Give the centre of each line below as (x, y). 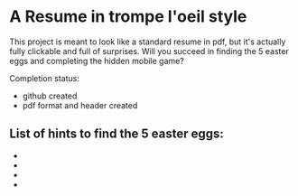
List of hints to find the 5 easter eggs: (116, 134)
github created (50, 96)
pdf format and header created (80, 105)
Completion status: (44, 78)
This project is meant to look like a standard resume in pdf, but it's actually (148, 42)
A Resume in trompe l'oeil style (128, 17)
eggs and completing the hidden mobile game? (97, 61)
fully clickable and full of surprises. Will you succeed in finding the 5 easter (149, 51)
